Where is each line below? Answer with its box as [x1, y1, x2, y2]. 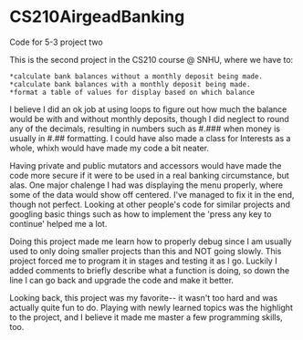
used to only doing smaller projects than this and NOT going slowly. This [9, 245, 282, 256]
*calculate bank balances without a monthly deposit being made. [9, 71, 263, 81]
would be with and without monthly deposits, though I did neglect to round [9, 113, 289, 124]
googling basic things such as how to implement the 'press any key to [9, 208, 272, 220]
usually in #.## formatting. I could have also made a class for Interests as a [9, 132, 291, 143]
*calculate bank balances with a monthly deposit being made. [9, 79, 251, 88]
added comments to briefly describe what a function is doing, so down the [9, 264, 290, 275]
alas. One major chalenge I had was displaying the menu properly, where [9, 180, 284, 191]
